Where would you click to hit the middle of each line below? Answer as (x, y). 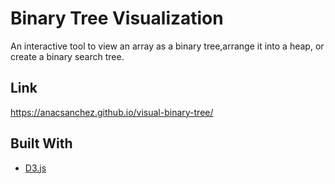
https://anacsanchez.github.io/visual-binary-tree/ (112, 112)
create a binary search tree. (67, 56)
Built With (41, 143)
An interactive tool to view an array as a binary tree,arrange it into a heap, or (167, 46)
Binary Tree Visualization (117, 18)
